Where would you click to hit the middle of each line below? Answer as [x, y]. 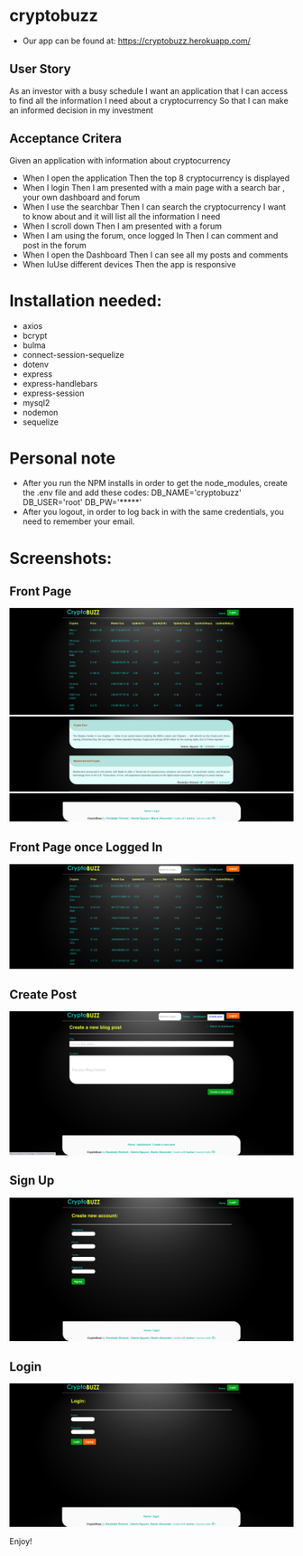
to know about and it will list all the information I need [121, 216]
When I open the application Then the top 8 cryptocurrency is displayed [156, 178]
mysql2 [36, 402]
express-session [53, 393]
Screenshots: [61, 558]
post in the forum [55, 245]
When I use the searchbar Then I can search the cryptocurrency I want [154, 206]
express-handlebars [60, 383]
